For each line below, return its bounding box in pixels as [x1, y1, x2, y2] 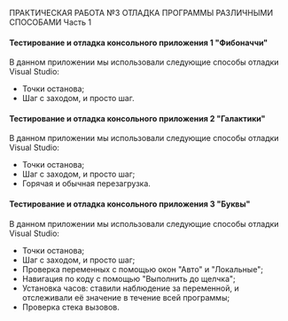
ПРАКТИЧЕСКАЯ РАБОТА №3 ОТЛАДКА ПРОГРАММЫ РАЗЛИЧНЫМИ [9, 8, 273, 18]
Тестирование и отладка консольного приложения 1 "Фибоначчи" [9, 37, 269, 48]
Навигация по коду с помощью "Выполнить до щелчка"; [21, 273, 237, 284]
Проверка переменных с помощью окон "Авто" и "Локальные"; [21, 263, 264, 274]
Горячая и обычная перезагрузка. [21, 178, 151, 189]
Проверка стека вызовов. [21, 301, 120, 312]
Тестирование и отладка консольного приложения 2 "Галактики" [9, 113, 266, 123]
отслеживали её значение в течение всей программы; [21, 292, 230, 302]
